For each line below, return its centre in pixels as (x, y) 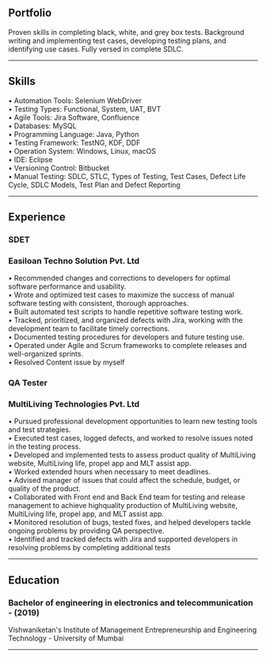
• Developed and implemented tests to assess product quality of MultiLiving (132, 455)
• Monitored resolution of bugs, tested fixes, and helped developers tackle (129, 522)
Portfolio (30, 13)
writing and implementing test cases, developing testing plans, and (118, 40)
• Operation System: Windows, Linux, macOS (82, 151)
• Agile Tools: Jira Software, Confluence (74, 117)
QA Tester (28, 383)
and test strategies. (40, 430)
